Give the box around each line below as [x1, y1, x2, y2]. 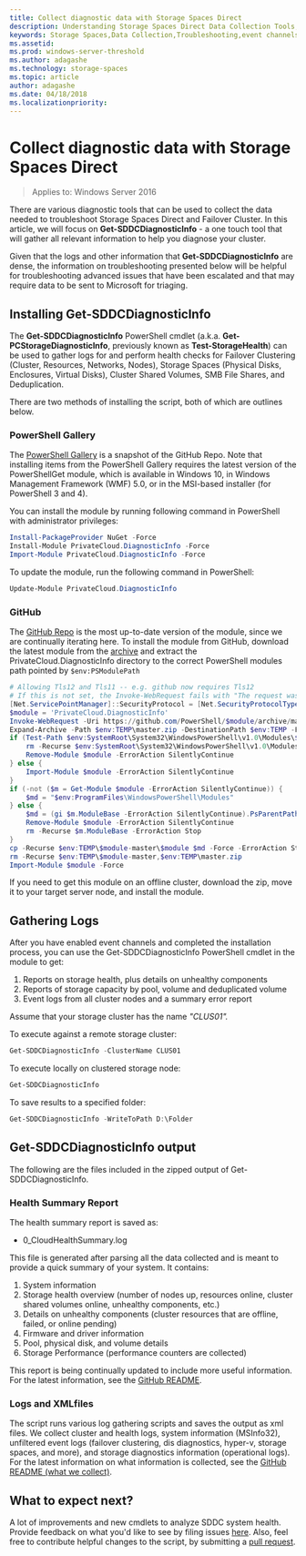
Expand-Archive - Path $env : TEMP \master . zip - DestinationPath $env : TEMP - [9, 725, 296, 734]
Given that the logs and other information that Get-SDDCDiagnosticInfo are [9, 251, 293, 262]
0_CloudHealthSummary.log [22, 1235, 127, 1246]
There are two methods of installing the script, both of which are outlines [9, 397, 283, 408]
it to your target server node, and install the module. [9, 887, 205, 898]
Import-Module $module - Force [9, 860, 125, 870]
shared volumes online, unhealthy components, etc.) [22, 1299, 220, 1310]
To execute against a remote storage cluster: [9, 1029, 178, 1040]
